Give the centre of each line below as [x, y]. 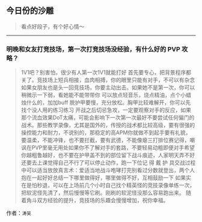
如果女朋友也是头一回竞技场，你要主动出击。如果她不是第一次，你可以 [108, 88]
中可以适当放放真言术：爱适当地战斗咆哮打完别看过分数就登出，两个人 [108, 170]
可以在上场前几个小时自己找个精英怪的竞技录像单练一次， [124, 185]
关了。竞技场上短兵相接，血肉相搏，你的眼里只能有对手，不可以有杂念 [108, 80]
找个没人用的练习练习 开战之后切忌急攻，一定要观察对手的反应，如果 [106, 110]
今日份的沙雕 [30, 11]
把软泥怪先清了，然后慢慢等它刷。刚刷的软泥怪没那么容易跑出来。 [103, 193]
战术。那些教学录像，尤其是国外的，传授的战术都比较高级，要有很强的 [108, 125]
